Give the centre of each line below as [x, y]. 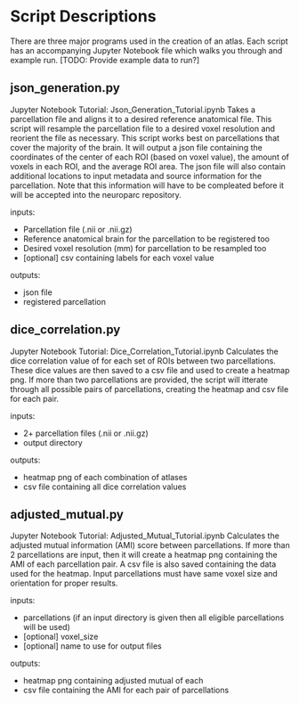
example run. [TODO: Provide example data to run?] [105, 60]
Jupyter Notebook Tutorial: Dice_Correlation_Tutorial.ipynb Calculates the [144, 351]
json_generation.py [65, 88]
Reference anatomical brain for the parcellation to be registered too [146, 239]
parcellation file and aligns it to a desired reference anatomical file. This [141, 119]
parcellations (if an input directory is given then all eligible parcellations [154, 618]
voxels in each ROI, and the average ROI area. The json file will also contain [148, 166]
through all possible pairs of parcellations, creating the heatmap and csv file [149, 389]
